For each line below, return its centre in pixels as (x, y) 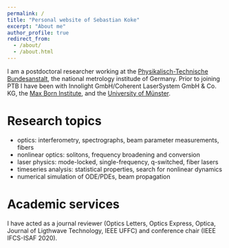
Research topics (54, 121)
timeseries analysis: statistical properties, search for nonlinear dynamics (119, 169)
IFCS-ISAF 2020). (32, 238)
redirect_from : (29, 39)
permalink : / (26, 13)
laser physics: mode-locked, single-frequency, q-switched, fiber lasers (118, 161)
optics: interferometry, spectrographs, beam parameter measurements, (118, 140)
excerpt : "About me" (37, 26)
